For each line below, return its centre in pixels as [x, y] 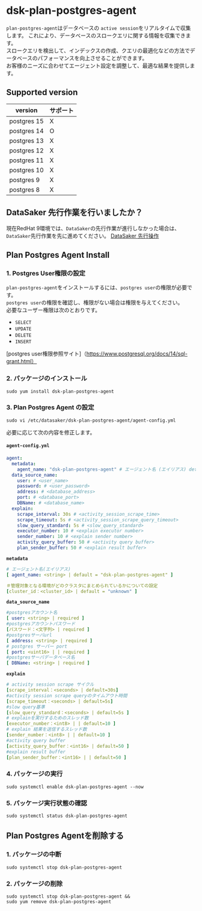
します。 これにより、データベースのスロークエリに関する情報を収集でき [96, 35]
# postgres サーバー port [37, 646]
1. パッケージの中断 [34, 854]
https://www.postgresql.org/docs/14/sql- [137, 354]
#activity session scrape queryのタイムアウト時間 [67, 696]
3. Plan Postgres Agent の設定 [50, 407]
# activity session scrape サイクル [50, 684]
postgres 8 [25, 189]
